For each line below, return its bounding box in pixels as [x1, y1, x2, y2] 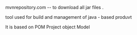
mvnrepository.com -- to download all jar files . [5, 5, 104, 10]
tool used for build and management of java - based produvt [5, 14, 132, 20]
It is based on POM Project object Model [5, 24, 90, 30]
